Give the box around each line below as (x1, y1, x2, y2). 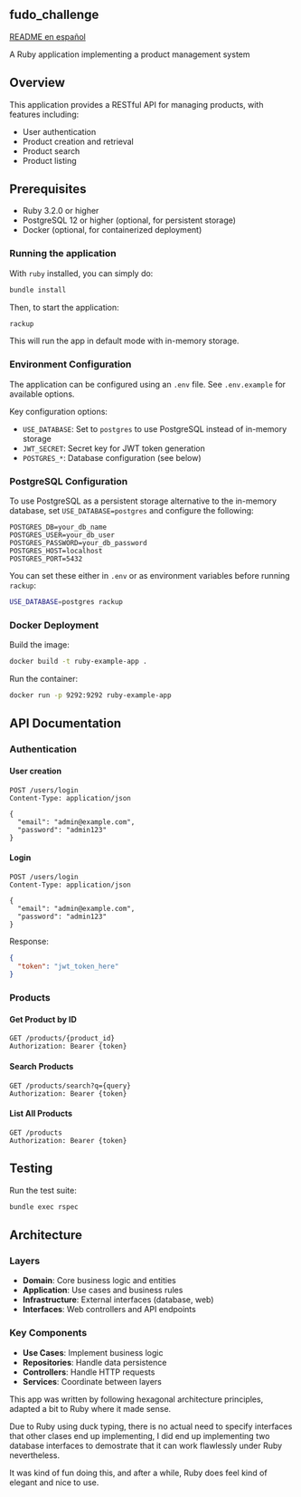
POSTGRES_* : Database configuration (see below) (22, 452, 202, 463)
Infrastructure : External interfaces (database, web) (22, 1294, 214, 1305)
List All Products (9, 1108, 73, 1119)
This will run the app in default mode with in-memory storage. (9, 335, 240, 347)
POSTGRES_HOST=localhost (9, 547, 103, 556)
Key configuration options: (9, 406, 108, 417)
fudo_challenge (9, 7, 99, 23)
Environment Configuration (9, 358, 132, 370)
